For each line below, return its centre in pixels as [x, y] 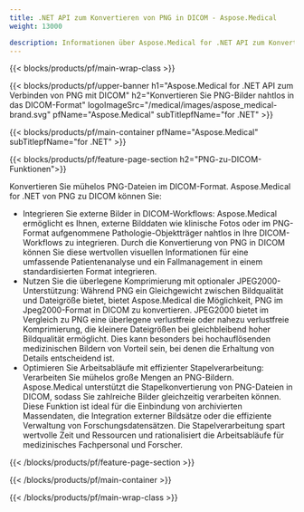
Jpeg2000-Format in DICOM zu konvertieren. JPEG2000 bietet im [146, 310]
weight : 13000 [36, 26]
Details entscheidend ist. [68, 358]
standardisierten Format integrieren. [90, 272]
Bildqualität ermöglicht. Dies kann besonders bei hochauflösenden [147, 339]
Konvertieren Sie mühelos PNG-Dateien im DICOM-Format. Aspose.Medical [150, 187]
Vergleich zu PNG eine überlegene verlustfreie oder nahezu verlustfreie [156, 320]
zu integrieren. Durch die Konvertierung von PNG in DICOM [175, 243]
